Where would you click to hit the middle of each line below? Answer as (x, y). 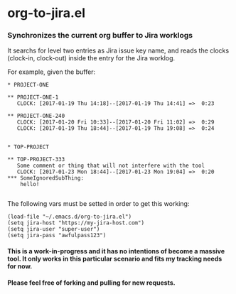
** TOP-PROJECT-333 (36, 160)
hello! (30, 185)
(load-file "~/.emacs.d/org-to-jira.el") (70, 217)
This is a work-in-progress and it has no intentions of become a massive (116, 251)
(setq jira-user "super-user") (54, 229)
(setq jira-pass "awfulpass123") (57, 236)
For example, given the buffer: (52, 72)
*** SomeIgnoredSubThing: (45, 178)
